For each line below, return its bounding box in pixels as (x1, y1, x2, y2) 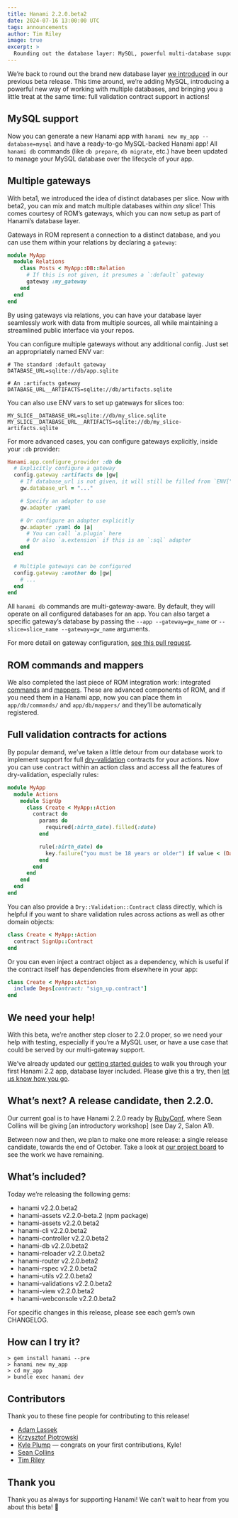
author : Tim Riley (7, 30, 62, 38)
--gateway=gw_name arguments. (61, 625, 150, 634)
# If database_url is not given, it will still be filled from (20, 478, 211, 486)
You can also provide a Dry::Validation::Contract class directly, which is (7, 902, 223, 911)
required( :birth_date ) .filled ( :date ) (45, 824, 157, 831)
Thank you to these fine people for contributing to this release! (7, 1412, 190, 1421)
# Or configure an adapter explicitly (20, 517, 135, 524)
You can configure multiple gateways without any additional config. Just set (7, 339, 229, 348)
